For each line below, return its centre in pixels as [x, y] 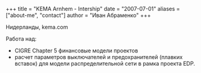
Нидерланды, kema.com [37, 27]
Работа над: [21, 39]
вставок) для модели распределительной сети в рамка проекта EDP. [105, 64]
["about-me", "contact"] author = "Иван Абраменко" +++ [78, 15]
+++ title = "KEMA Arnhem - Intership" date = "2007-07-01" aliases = [93, 9]
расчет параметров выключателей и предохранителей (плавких [99, 57]
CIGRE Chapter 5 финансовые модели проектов [76, 50]
